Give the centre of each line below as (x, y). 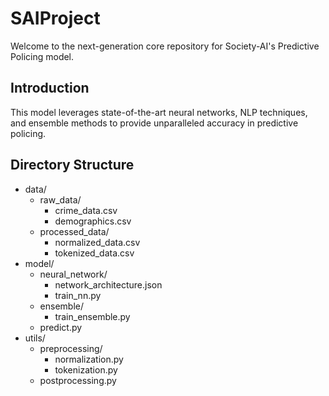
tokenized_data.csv (94, 253)
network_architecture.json (108, 284)
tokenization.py (86, 369)
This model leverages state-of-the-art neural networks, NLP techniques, (159, 112)
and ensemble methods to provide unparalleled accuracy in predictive (154, 123)
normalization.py (89, 359)
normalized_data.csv (97, 242)
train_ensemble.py (92, 316)
